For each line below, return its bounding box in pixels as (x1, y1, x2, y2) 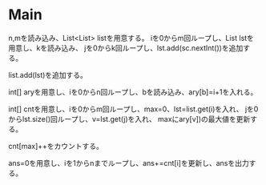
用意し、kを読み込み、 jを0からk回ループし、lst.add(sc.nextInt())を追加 (8, 42, 244, 53)
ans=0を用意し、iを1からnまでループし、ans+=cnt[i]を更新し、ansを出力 (8, 158, 250, 167)
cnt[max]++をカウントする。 (8, 141, 104, 151)
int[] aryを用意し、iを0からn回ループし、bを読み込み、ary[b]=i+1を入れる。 (8, 86, 258, 97)
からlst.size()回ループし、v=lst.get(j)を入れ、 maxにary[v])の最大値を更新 (8, 114, 251, 123)
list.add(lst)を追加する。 (8, 70, 88, 79)
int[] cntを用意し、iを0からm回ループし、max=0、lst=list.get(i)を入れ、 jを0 (8, 104, 259, 114)
